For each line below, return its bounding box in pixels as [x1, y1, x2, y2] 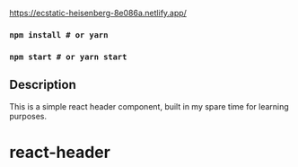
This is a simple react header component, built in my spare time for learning [9, 101, 289, 111]
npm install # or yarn [9, 30, 109, 40]
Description [9, 77, 76, 92]
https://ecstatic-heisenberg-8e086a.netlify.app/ [9, 8, 187, 18]
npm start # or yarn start [9, 51, 127, 62]
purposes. [9, 110, 48, 121]
